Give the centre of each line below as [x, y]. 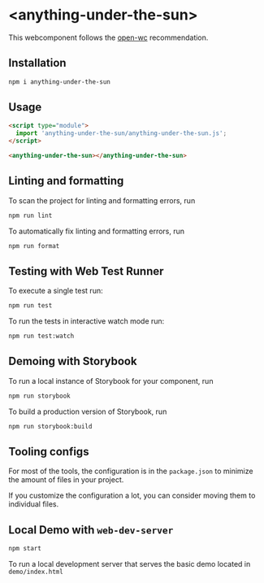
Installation [37, 63]
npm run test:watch [41, 336]
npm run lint [30, 215]
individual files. [34, 504]
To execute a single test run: [56, 291]
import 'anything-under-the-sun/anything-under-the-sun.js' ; [121, 133]
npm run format [34, 246]
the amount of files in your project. [66, 480]
